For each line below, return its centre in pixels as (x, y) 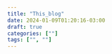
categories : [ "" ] (33, 33)
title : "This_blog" (36, 14)
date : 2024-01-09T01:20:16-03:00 (56, 20)
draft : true (25, 27)
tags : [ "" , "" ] (30, 40)
